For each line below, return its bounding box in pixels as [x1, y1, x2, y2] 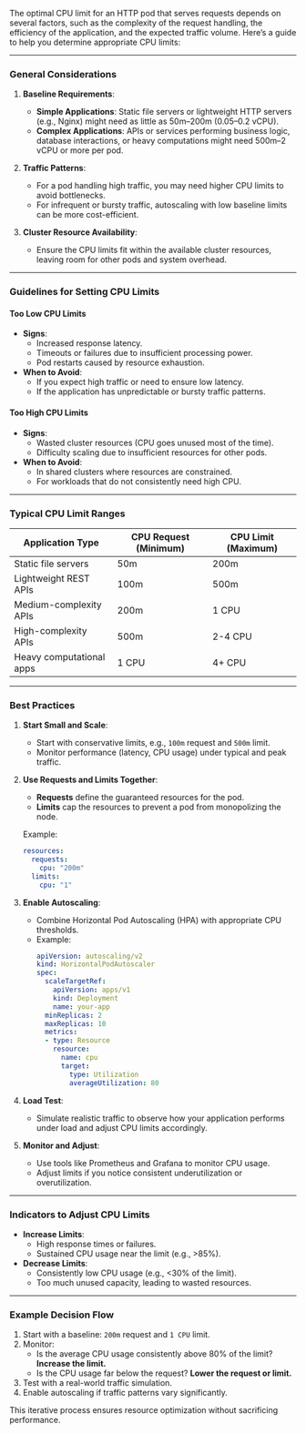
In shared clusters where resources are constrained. [36, 466, 233, 477]
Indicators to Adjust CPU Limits [9, 1208, 150, 1221]
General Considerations [9, 67, 117, 80]
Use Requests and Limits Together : [22, 774, 158, 786]
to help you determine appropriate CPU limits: [9, 36, 181, 47]
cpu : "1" [39, 880, 73, 890]
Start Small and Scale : [22, 719, 108, 731]
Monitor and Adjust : [22, 1140, 100, 1151]
